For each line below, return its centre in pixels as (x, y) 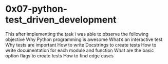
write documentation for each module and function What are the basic (80, 50)
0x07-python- (36, 9)
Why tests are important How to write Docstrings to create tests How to (81, 45)
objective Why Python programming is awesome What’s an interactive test (84, 39)
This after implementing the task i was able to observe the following (77, 34)
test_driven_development (61, 20)
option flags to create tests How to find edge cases (60, 56)
